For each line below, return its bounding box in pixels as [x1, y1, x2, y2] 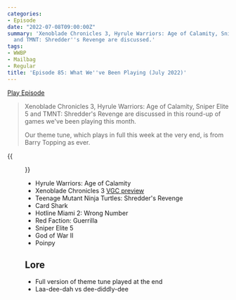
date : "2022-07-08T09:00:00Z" [7, 23, 96, 30]
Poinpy [34, 238, 55, 247]
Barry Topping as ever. [24, 138, 91, 146]
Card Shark [34, 201, 68, 209]
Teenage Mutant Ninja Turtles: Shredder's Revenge [34, 194, 183, 202]
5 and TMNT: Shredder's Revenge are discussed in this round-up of [24, 110, 221, 118]
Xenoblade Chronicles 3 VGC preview [34, 186, 145, 195]
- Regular [7, 63, 37, 70]
